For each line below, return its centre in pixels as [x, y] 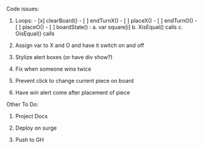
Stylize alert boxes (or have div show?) [64, 57]
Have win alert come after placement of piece [73, 93]
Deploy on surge [36, 128]
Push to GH [30, 140]
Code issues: [23, 9]
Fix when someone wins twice [53, 69]
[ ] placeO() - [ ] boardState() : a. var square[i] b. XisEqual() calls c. [99, 27]
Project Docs [31, 116]
